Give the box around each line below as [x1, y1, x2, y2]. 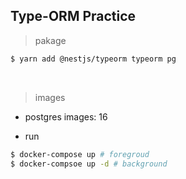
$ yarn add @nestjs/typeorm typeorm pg [10, 54, 177, 64]
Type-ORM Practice [10, 8, 137, 25]
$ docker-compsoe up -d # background [10, 159, 168, 169]
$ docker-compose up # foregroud [10, 149, 150, 159]
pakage [34, 34, 67, 46]
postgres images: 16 [24, 110, 108, 123]
